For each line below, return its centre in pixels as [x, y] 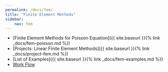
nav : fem [24, 24]
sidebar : [14, 19]
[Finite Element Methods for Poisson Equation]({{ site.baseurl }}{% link [86, 38]
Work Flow [24, 64]
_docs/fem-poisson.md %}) [41, 43]
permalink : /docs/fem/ [29, 10]
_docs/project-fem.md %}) [40, 54]
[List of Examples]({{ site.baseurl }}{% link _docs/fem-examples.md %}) [88, 59]
